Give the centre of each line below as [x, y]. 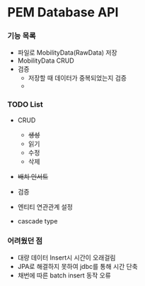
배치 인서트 [33, 176]
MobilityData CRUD [46, 60]
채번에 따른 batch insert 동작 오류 [64, 275]
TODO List [25, 105]
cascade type [37, 221]
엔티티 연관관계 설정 [45, 206]
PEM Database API [63, 12]
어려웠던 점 [25, 240]
